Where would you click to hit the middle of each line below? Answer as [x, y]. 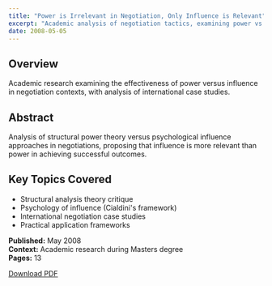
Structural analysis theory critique [76, 198]
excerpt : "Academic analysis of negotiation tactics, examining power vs [136, 23]
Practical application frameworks [75, 224]
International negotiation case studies [83, 216]
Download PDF [33, 273]
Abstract [31, 117]
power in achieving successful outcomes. [78, 154]
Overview [34, 64]
